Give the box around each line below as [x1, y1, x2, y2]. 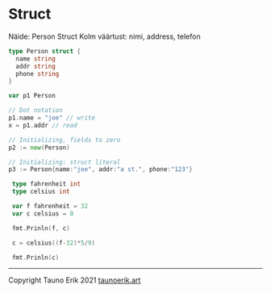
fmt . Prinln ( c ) [11, 253, 60, 262]
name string [15, 54, 56, 63]
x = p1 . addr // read [8, 121, 78, 129]
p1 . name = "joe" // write [8, 114, 95, 122]
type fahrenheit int [11, 180, 81, 188]
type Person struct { [8, 47, 81, 55]
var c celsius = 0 [11, 209, 74, 218]
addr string [15, 62, 56, 70]
